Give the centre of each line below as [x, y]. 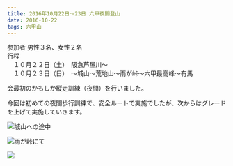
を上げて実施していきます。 [47, 112]
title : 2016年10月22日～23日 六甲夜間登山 [64, 14]
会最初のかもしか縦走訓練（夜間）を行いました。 [77, 89]
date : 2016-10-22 [32, 20]
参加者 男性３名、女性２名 [45, 47]
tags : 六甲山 [24, 27]
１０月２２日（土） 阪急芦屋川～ [60, 65]
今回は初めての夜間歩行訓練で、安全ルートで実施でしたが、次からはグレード [117, 103]
